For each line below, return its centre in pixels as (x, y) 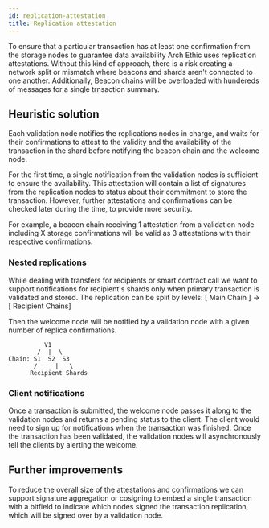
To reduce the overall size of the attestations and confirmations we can (126, 489)
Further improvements (65, 470)
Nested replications (47, 262)
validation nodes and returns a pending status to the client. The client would (134, 419)
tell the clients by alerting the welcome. (73, 444)
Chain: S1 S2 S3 (39, 359)
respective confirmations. (51, 241)
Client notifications (47, 393)
